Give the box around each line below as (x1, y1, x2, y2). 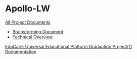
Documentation (5, 49, 37, 55)
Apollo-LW (5, 3, 50, 14)
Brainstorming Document (12, 29, 63, 34)
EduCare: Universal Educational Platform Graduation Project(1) (5, 43, 132, 49)
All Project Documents (5, 19, 51, 25)
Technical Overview (12, 34, 53, 40)
